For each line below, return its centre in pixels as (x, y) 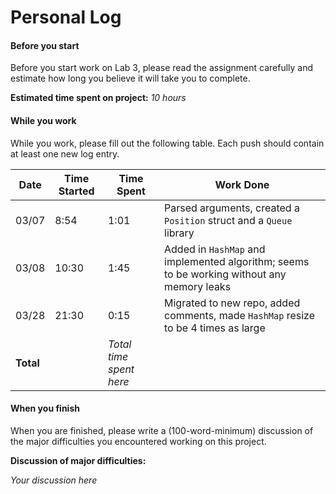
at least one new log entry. (65, 153)
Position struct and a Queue (228, 220)
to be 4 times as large (215, 328)
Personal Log (66, 17)
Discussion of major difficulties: (78, 460)
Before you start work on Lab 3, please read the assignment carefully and (162, 68)
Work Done (242, 184)
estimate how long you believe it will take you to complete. (130, 78)
